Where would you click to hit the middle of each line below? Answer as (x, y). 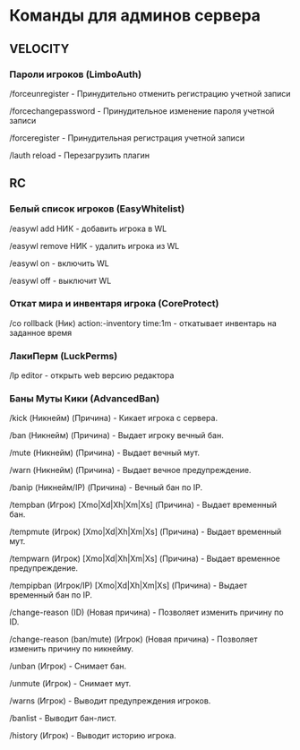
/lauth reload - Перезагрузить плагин (80, 155)
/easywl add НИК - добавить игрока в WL (88, 228)
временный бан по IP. (51, 595)
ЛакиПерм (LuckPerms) (64, 356)
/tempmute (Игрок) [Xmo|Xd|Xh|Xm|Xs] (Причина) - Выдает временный (146, 532)
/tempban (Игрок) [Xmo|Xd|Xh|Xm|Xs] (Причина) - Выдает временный (143, 505)
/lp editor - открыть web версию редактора (92, 375)
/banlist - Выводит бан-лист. (63, 719)
